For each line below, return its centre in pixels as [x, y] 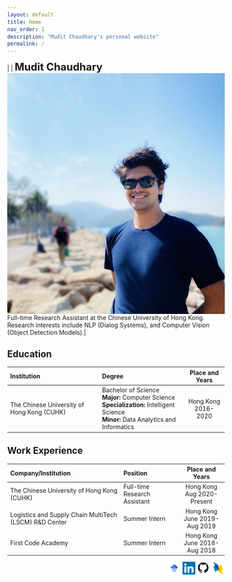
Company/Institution [40, 473]
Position [135, 473]
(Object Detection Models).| [47, 332]
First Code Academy [39, 543]
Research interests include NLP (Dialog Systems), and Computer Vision [108, 325]
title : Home [24, 22]
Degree [113, 376]
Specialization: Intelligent [138, 405]
